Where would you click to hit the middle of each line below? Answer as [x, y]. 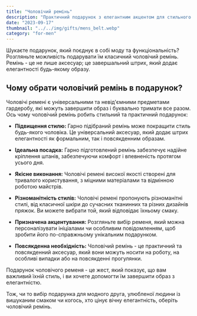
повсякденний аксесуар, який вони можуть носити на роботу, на [97, 252]
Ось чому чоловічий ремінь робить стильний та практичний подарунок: [97, 114]
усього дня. [29, 162]
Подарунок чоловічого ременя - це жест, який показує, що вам [86, 270]
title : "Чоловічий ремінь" [39, 12]
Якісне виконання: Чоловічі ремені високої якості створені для [95, 174]
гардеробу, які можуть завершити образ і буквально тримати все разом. [98, 108]
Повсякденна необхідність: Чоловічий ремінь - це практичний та [98, 246]
